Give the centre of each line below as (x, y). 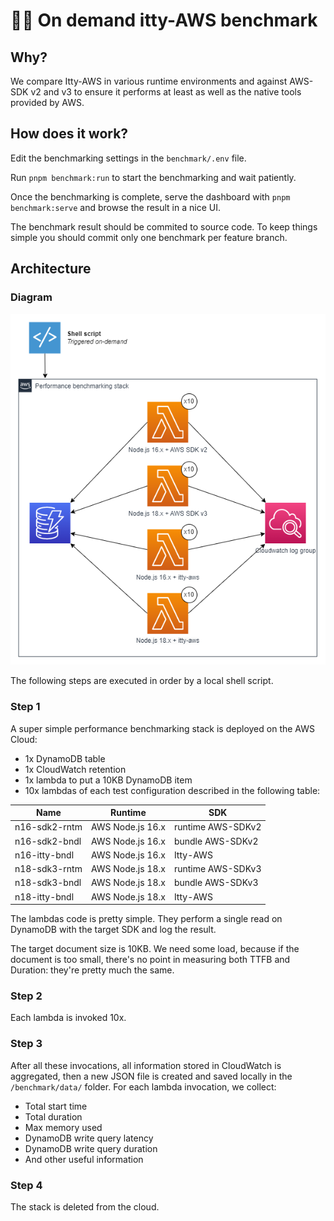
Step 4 (26, 1185)
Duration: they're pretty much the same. (92, 970)
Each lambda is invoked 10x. (68, 1018)
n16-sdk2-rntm (48, 827)
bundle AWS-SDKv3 (216, 883)
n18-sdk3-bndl (48, 883)
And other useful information (84, 1159)
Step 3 (26, 1044)
